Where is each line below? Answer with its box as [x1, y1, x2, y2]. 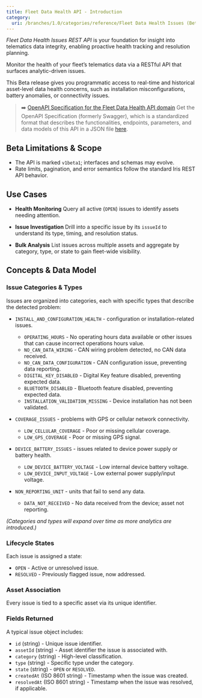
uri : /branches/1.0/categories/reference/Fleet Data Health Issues [11, 20, 185, 26]
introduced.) [6, 524, 37, 531]
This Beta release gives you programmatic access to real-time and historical [6, 79, 195, 86]
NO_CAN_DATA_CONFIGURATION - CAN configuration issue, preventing [23, 359, 187, 366]
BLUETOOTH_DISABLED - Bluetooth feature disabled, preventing [23, 384, 173, 392]
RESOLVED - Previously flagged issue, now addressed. [14, 570, 146, 577]
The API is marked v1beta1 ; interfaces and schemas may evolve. [14, 159, 175, 166]
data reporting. [23, 365, 61, 373]
